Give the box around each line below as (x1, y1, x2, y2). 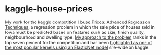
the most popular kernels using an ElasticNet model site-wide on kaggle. (5, 44, 150, 50)
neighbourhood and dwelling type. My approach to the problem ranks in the (5, 34, 157, 40)
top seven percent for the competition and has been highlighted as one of (5, 39, 152, 45)
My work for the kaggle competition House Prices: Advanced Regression (5, 19, 151, 25)
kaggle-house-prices (5, 3, 93, 14)
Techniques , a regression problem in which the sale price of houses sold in (5, 24, 155, 30)
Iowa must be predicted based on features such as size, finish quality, (5, 29, 145, 35)
